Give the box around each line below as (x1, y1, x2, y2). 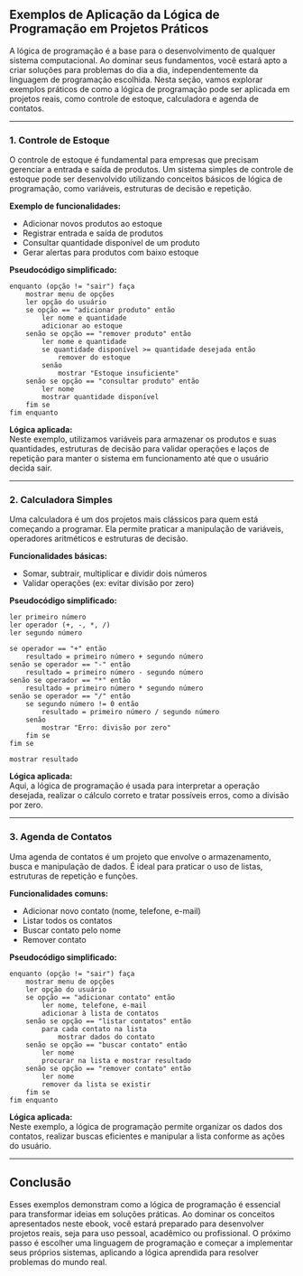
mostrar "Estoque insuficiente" (57, 369, 179, 378)
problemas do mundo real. (9, 1256, 107, 1267)
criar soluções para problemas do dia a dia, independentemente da (9, 64, 259, 75)
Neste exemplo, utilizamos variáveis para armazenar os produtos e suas (9, 433, 277, 445)
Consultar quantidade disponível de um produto (22, 238, 200, 248)
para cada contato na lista (41, 1024, 147, 1033)
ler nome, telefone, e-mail (41, 1001, 147, 1010)
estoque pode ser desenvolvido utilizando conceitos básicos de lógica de (9, 173, 283, 184)
